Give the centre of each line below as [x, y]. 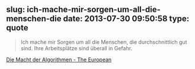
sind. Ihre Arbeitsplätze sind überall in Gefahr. [76, 48]
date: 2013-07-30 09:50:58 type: [126, 19]
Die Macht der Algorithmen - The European [59, 59]
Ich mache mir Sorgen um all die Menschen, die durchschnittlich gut [104, 42]
